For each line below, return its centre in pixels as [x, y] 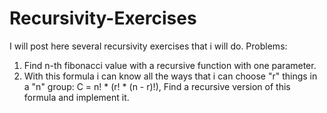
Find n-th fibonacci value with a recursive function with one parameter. [170, 65]
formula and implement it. [76, 97]
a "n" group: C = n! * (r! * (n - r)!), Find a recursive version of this [157, 86]
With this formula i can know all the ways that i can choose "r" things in [170, 76]
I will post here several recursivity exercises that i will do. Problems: [148, 46]
